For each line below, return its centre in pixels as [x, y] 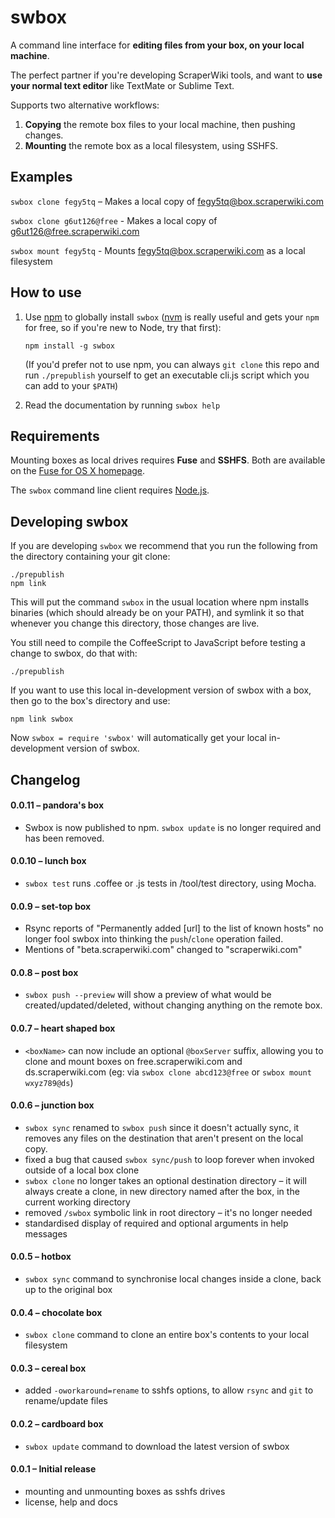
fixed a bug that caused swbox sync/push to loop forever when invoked [169, 1159]
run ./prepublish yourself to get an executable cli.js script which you [167, 375]
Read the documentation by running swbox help [122, 405]
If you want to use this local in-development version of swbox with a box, [161, 690]
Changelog [45, 779]
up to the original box [68, 1289]
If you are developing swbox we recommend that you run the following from [164, 546]
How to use [46, 292]
